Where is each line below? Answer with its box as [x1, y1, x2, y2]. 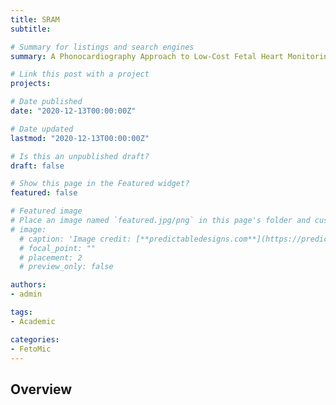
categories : [10, 334, 60, 345]
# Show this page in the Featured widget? [10, 179, 190, 189]
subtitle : [10, 24, 52, 34]
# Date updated [10, 124, 74, 134]
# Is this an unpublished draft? [10, 151, 150, 161]
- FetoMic [10, 344, 52, 354]
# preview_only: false [19, 262, 114, 272]
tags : [10, 307, 33, 317]
